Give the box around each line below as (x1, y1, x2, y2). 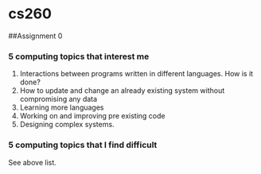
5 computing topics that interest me (8, 51, 150, 62)
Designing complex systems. (19, 120, 115, 130)
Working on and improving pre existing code (19, 111, 166, 121)
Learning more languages (19, 102, 105, 112)
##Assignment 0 (8, 31, 63, 41)
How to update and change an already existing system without (19, 86, 225, 95)
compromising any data (19, 95, 98, 104)
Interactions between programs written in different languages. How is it (19, 69, 253, 79)
